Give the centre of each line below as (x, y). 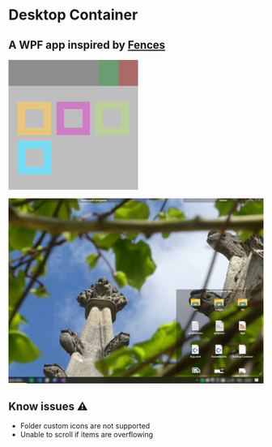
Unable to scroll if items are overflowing (87, 435)
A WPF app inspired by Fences (87, 45)
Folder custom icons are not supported (85, 426)
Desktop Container (73, 15)
